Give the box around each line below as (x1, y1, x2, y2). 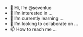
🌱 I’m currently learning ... (10, 15, 64, 21)
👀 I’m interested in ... (10, 10, 53, 16)
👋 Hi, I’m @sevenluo (10, 5, 52, 10)
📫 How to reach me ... (10, 26, 57, 32)
